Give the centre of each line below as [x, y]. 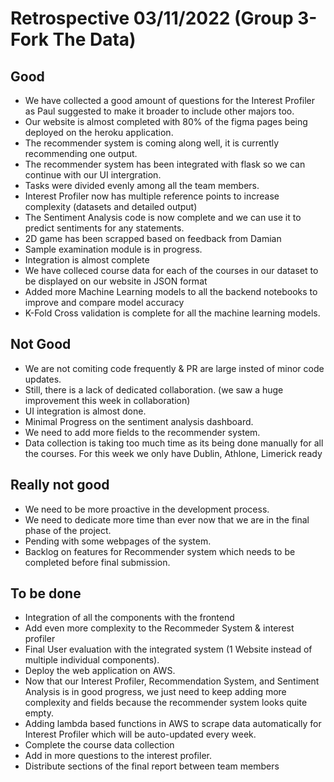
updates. [43, 379]
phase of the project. [68, 530]
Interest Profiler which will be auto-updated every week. [140, 734]
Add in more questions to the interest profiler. [118, 756]
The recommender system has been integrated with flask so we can [165, 164]
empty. [39, 713]
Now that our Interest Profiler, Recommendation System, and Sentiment [172, 681]
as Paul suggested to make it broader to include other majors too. [159, 111]
